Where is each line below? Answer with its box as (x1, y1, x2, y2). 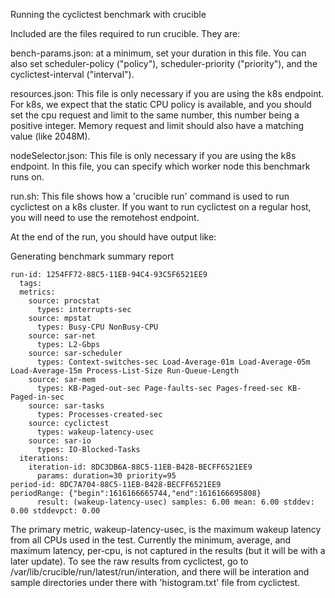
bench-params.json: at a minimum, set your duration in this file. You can (10, 47, 307, 59)
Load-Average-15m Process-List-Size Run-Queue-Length (10, 366, 240, 376)
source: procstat (28, 296, 101, 306)
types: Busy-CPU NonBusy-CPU (36, 322, 159, 332)
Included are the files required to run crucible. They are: (10, 28, 241, 39)
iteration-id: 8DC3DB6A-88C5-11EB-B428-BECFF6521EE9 (28, 462, 253, 472)
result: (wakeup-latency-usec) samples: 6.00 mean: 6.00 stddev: (36, 497, 315, 507)
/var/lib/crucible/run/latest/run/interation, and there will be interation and (10, 566, 310, 578)
